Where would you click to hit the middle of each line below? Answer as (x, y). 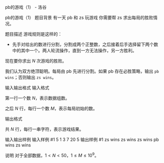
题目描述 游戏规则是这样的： (34, 34)
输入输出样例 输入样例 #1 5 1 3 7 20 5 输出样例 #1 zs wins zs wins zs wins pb (82, 140)
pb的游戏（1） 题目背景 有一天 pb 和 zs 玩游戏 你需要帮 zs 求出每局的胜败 (79, 18)
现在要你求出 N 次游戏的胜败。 (36, 61)
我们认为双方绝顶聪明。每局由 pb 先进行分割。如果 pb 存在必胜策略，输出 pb (82, 71)
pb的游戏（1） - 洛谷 (26, 7)
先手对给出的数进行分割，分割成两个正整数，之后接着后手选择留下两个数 (85, 44)
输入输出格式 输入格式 (27, 88)
